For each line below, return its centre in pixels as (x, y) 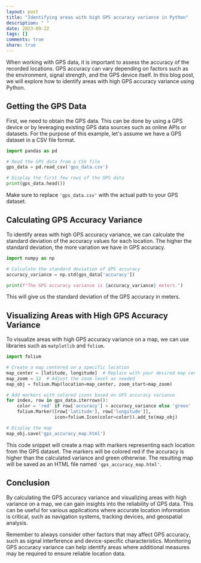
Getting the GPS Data (46, 106)
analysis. (17, 523)
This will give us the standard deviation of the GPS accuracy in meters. (93, 297)
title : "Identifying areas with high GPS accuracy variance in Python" (97, 17)
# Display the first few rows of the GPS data (65, 178)
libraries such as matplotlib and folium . (56, 346)
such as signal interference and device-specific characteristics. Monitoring (99, 541)
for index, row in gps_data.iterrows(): (57, 401)
